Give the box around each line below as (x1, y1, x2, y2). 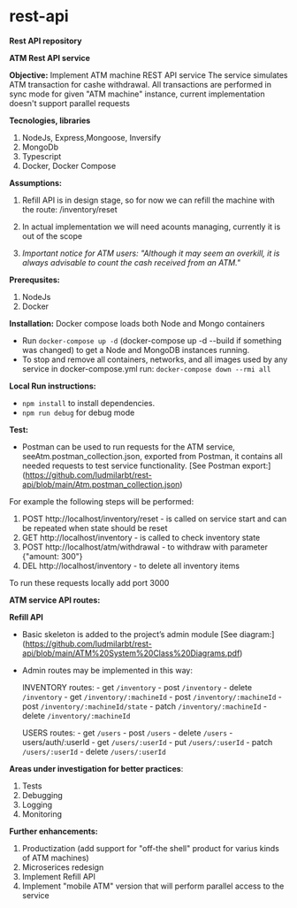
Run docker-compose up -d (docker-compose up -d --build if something (21, 335, 282, 346)
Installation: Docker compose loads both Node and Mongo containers (9, 318, 265, 328)
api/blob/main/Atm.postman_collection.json (21, 479, 180, 489)
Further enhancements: (9, 826, 99, 836)
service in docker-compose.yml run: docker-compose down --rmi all (21, 363, 271, 373)
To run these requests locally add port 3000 (9, 577, 170, 588)
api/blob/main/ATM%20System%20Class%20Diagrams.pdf (21, 648, 240, 658)
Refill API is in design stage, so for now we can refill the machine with (21, 195, 276, 205)
